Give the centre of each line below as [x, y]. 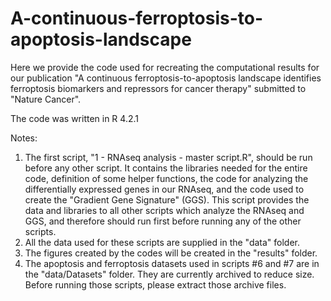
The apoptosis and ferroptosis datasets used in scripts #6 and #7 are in [172, 263]
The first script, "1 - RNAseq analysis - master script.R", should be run [168, 157]
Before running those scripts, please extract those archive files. [155, 284]
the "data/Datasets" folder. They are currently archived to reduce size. [169, 274]
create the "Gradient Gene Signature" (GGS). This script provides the [167, 199]
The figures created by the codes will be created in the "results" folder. [171, 253]
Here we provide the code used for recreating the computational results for [165, 67]
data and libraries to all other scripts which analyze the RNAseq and [164, 210]
